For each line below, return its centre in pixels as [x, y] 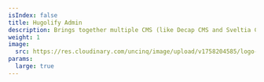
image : [19, 45]
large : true [35, 66]
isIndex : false [33, 15]
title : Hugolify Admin [45, 23]
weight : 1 [24, 37]
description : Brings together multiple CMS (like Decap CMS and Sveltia [130, 30]
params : [21, 59]
